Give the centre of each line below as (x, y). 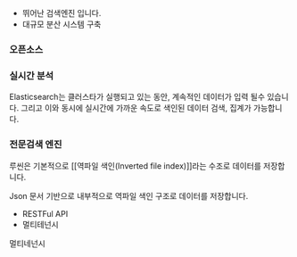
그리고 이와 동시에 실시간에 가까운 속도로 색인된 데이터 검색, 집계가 (136, 108)
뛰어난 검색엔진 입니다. (62, 13)
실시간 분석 (32, 76)
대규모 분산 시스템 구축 (62, 24)
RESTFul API (45, 213)
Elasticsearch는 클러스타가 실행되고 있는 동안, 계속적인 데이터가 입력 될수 (137, 97)
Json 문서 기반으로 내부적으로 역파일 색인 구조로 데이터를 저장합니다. (129, 195)
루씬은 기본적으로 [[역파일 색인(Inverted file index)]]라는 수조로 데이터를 (135, 166)
